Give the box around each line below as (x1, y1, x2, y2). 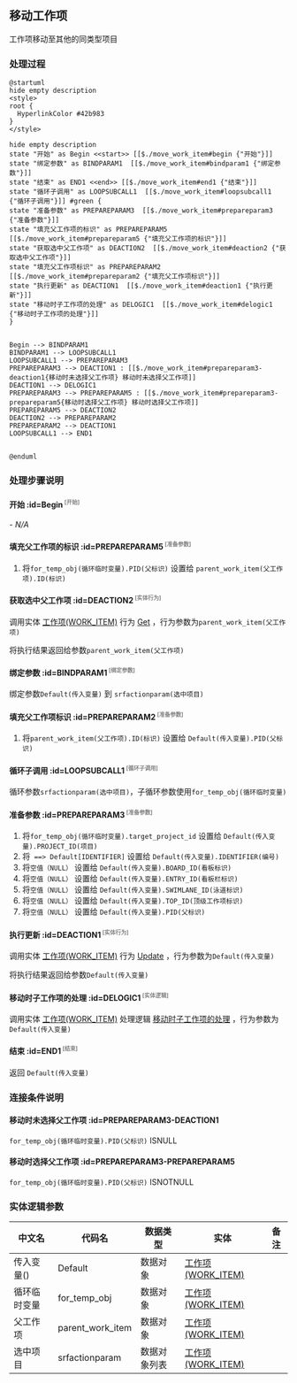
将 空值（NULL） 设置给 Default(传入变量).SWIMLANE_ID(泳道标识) (21, 884, 244, 895)
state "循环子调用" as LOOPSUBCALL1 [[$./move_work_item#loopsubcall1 (9, 188, 272, 196)
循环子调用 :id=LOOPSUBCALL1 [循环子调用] (9, 764, 158, 776)
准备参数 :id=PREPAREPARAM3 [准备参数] (9, 808, 153, 820)
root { (9, 102, 34, 111)
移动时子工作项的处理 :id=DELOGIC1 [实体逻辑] (9, 991, 170, 1003)
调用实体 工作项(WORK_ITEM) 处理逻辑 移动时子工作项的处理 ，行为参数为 (9, 1013, 279, 1024)
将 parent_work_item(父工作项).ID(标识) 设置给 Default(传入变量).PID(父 (21, 733, 277, 743)
